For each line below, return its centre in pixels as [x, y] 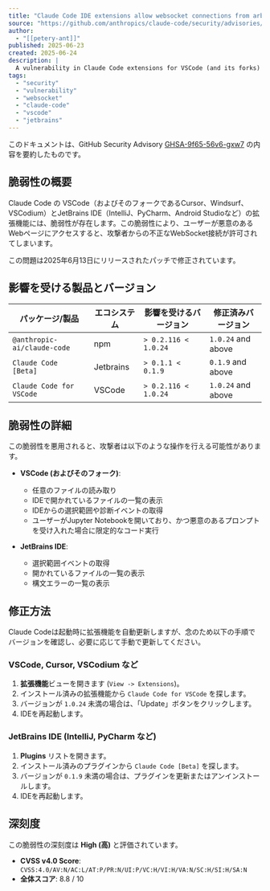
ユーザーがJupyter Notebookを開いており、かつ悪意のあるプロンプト [146, 521]
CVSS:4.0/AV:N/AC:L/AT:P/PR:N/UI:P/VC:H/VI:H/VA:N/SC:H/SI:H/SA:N [133, 870]
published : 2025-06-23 [46, 46]
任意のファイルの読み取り [74, 490]
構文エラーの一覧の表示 [71, 583]
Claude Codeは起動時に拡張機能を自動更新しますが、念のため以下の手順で [132, 632]
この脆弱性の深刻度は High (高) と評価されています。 [95, 844]
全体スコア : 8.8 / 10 [52, 879]
